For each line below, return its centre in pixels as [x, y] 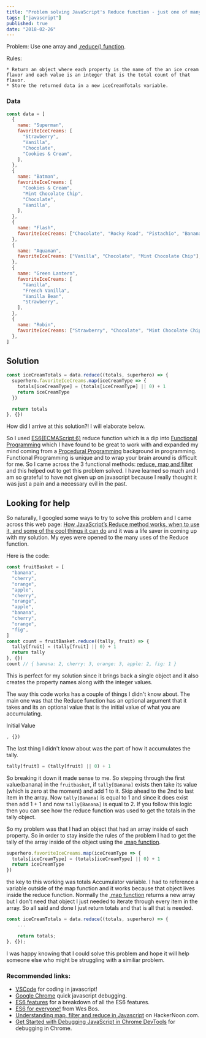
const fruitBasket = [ [35, 567]
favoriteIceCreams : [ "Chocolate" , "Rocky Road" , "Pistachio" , [98, 234]
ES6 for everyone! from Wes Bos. [57, 1009]
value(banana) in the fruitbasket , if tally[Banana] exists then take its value [102, 784]
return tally [29, 653]
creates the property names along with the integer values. [80, 682]
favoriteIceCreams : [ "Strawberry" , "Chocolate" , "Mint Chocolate [103, 330]
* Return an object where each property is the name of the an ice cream [103, 70]
